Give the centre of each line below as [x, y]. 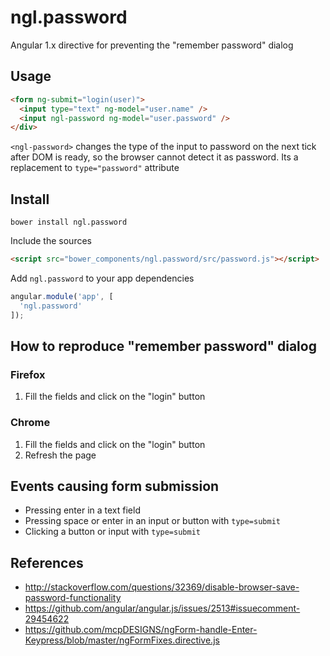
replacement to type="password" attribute [95, 168]
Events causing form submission [115, 486]
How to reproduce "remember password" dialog [163, 346]
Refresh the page [60, 455]
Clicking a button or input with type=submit [112, 532]
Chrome [30, 423]
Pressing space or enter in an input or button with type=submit [152, 521]
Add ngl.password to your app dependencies [102, 278]
